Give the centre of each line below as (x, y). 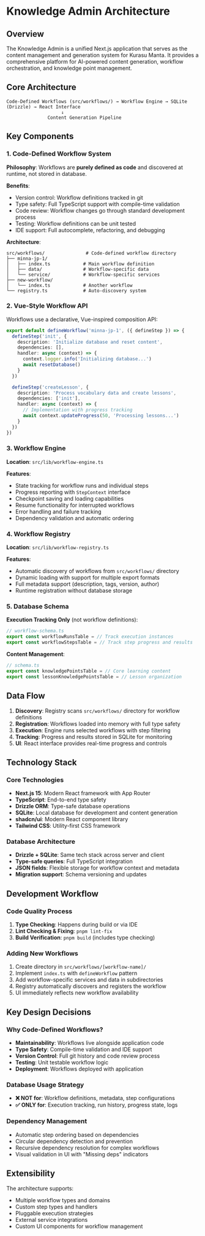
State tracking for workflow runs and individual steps (82, 485)
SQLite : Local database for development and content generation (96, 813)
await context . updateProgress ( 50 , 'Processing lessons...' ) (101, 416)
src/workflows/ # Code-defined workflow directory (91, 253)
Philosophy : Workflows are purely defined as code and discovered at (95, 167)
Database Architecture (41, 842)
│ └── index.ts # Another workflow (69, 285)
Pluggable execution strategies (54, 1213)
